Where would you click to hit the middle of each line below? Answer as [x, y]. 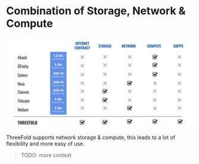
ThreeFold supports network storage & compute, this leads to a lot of [91, 137]
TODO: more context [46, 155]
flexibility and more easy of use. [46, 143]
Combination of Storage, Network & [96, 11]
